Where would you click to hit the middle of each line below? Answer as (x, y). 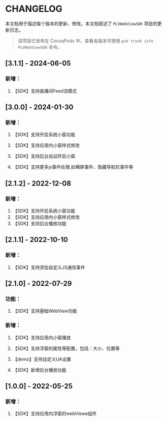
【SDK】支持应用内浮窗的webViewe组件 (55, 414)
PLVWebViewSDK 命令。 (40, 47)
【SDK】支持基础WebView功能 (45, 311)
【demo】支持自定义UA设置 (42, 359)
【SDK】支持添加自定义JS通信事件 (49, 267)
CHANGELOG (34, 9)
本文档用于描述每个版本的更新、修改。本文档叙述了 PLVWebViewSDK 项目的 (81, 23)
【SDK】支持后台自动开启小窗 (44, 156)
